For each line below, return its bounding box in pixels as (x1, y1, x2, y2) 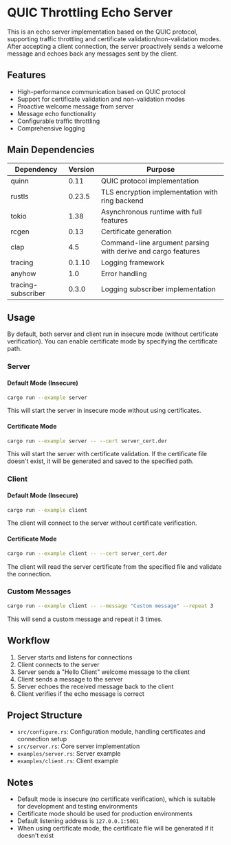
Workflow (7, 635, 50, 646)
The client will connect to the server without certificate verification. (7, 519, 197, 527)
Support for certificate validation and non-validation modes (16, 95, 186, 103)
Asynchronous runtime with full (100, 207, 202, 216)
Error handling (100, 269, 147, 278)
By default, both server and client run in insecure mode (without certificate (7, 330, 219, 338)
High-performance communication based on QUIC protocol (16, 87, 186, 95)
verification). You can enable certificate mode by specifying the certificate (7, 337, 218, 346)
